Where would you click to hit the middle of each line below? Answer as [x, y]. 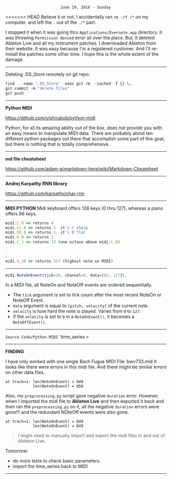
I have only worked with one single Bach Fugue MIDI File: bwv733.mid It [81, 362]
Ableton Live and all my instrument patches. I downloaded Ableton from [81, 43]
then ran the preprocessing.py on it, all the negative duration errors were [82, 407]
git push [15, 93]
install [12, 54]
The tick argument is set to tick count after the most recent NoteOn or [87, 295]
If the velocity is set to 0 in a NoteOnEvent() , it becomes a [73, 317]
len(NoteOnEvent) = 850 [58, 386]
